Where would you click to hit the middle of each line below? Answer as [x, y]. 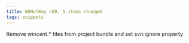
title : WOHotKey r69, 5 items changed [54, 11]
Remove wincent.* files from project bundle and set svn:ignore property [95, 34]
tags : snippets [25, 17]
